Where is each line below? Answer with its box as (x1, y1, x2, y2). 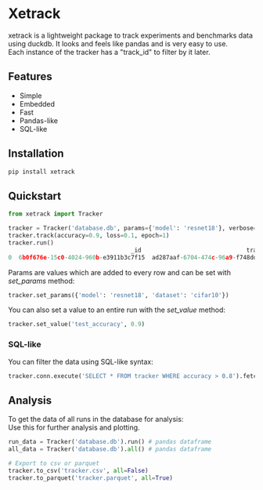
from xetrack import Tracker (8, 210, 103, 218)
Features (8, 70, 52, 83)
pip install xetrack (8, 168, 76, 176)
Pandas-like (19, 115, 59, 125)
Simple (19, 91, 42, 100)
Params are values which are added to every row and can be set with (8, 267, 231, 277)
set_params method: (8, 276, 75, 285)
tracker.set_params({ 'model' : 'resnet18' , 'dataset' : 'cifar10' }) (8, 291, 229, 299)
